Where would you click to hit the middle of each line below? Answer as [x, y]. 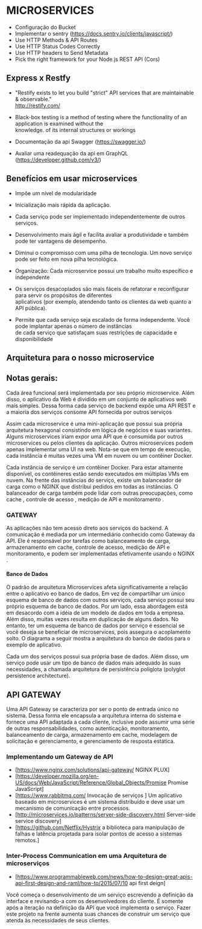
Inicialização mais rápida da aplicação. [63, 205]
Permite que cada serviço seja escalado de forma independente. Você [102, 319]
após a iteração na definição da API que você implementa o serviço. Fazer [99, 907]
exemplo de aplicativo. [34, 645]
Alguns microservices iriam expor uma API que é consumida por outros [95, 436]
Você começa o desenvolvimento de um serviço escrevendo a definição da [100, 895]
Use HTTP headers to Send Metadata [62, 52]
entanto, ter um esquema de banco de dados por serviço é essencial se [96, 626]
